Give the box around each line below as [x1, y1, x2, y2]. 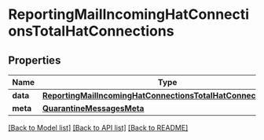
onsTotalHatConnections [8, 22, 174, 40]
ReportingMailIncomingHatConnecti [8, 6, 250, 24]
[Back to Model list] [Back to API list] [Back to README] [8, 123, 189, 132]
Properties [8, 53, 61, 67]
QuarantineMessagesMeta [42, 103, 145, 113]
